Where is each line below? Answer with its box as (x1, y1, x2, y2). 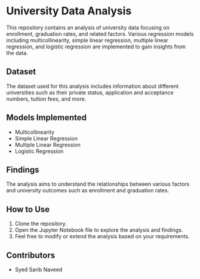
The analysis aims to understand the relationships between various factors (6, 180, 190, 188)
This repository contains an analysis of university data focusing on (6, 24, 170, 31)
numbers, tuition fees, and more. (6, 95, 87, 102)
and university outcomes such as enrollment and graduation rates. (6, 187, 170, 194)
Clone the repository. (14, 220, 67, 228)
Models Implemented (6, 112, 87, 123)
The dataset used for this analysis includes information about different (6, 82, 179, 90)
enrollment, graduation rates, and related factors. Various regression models (6, 30, 194, 37)
